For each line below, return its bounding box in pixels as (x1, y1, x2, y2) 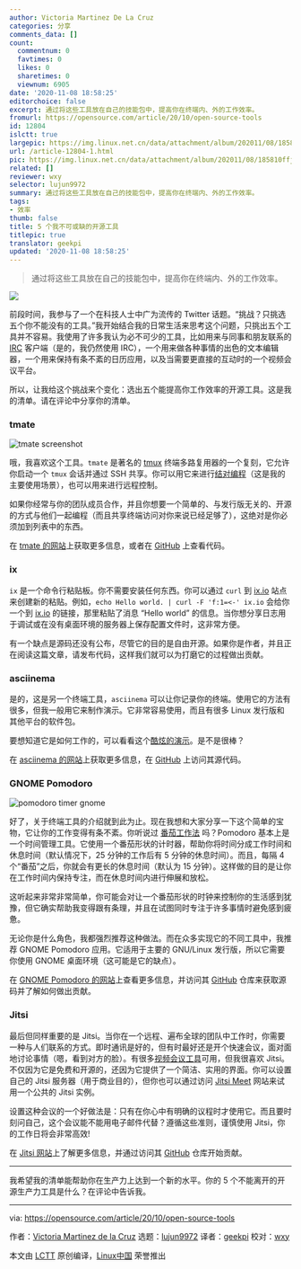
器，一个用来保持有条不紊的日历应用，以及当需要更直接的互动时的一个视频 (9, 354, 284, 365)
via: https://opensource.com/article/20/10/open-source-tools (9, 1212, 236, 1223)
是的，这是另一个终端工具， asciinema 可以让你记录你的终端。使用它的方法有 (9, 694, 291, 705)
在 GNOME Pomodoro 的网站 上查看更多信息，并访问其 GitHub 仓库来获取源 (9, 974, 287, 985)
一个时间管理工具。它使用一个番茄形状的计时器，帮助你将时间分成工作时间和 (9, 839, 292, 849)
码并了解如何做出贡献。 (9, 986, 96, 997)
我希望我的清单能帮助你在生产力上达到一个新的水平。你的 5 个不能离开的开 (9, 1175, 286, 1185)
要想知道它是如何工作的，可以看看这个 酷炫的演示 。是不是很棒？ (9, 735, 245, 746)
